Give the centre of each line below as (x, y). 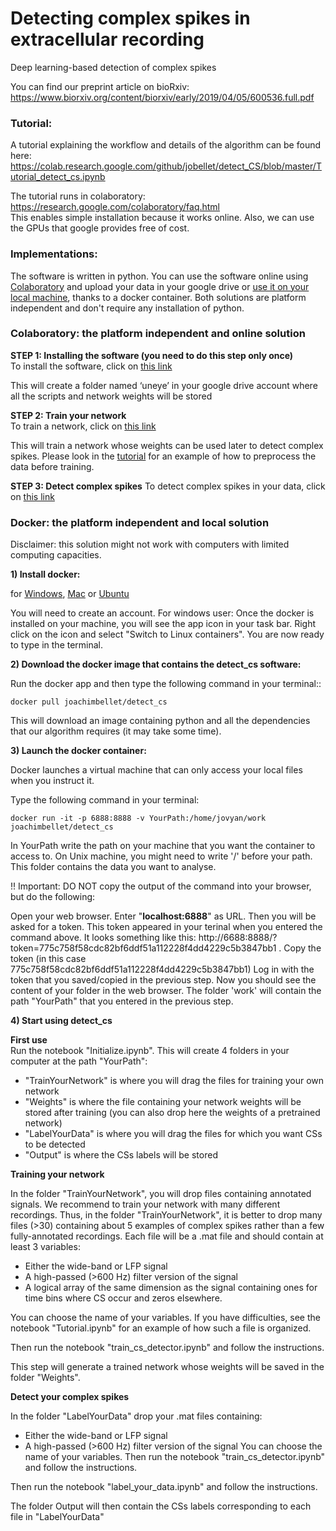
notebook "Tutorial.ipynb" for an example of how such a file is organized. (161, 1328)
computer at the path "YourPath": (79, 1061)
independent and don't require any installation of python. (127, 308)
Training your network (57, 1174)
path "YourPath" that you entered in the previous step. (122, 1001)
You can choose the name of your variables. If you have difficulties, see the (165, 1318)
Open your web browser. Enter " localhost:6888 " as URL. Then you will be (163, 916)
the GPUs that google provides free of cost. (100, 228)
